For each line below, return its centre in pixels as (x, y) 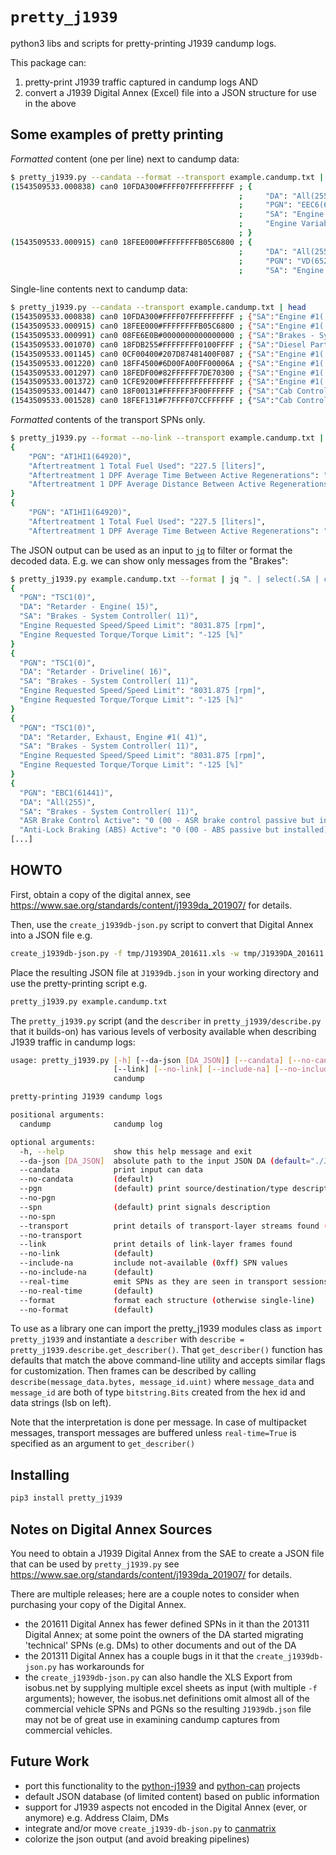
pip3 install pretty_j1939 (66, 1498)
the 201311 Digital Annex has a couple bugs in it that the (139, 1655)
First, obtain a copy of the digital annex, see (101, 894)
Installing (40, 1474)
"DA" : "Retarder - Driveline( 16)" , (95, 672)
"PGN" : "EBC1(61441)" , (66, 793)
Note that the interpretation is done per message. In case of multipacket (158, 1422)
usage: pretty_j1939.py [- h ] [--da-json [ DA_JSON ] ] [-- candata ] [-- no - (162, 1060)
